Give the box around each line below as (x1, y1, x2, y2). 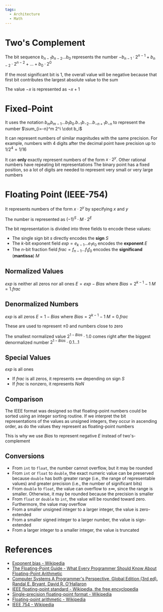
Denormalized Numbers (5, 300, 79, 308)
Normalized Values (5, 267, 64, 275)
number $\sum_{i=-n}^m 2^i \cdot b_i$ (5, 126, 82, 131)
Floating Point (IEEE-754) (5, 189, 108, 200)
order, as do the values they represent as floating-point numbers (5, 423, 134, 429)
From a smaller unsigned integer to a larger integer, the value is (12, 506, 139, 512)
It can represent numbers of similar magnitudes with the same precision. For (5, 135, 158, 141)
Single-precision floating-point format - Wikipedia (12, 591, 112, 597)
